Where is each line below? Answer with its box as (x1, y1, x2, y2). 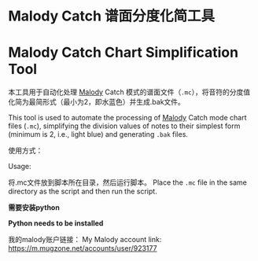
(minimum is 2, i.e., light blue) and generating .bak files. (8, 130, 189, 139)
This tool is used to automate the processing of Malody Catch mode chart (8, 113, 247, 123)
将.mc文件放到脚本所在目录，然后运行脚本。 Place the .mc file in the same (8, 178, 248, 187)
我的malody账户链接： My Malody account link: (8, 235, 162, 244)
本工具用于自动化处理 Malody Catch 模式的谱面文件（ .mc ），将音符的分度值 (8, 87, 250, 97)
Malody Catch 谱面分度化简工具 (8, 7, 216, 25)
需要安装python (8, 203, 61, 212)
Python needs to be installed (8, 219, 104, 228)
